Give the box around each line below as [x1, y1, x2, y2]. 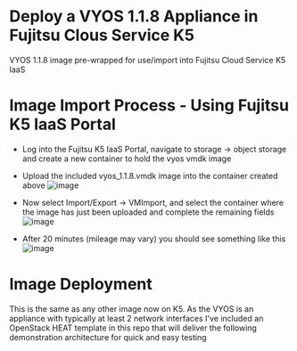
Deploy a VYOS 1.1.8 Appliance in [9, 6, 259, 27]
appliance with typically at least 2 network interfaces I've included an [9, 313, 264, 323]
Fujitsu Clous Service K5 [9, 25, 194, 45]
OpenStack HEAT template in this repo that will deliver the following [9, 322, 257, 333]
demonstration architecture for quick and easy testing [9, 331, 207, 342]
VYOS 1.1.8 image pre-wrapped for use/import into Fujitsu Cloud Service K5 [9, 54, 286, 65]
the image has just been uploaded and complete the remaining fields [21, 207, 275, 217]
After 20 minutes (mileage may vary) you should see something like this [21, 233, 286, 244]
